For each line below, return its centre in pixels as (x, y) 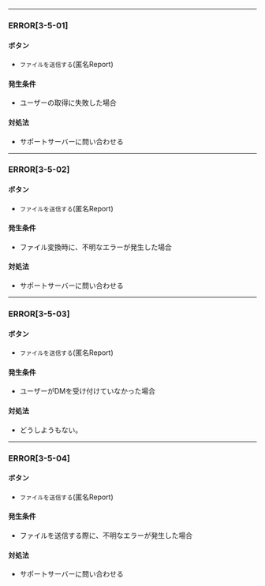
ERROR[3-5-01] (38, 25)
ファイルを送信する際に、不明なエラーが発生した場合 (106, 535)
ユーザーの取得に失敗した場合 (68, 103)
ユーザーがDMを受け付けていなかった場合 (88, 391)
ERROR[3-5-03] (39, 314)
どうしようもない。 (51, 430)
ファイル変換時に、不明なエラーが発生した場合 (95, 247)
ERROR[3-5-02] (39, 170)
